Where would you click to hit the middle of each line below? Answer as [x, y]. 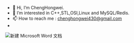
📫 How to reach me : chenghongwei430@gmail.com [67, 18]
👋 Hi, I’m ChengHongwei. [38, 8]
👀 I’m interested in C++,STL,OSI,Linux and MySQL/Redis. [71, 13]
